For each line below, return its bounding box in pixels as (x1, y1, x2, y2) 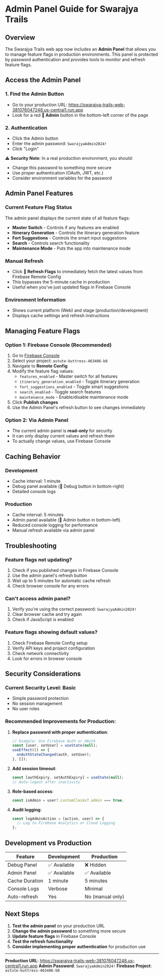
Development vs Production (5, 839, 92, 847)
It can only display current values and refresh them (12, 433, 115, 439)
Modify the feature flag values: (12, 368, 74, 374)
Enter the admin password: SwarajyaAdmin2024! (12, 140, 107, 146)
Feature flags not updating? (5, 556, 72, 563)
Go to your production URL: (12, 102, 67, 108)
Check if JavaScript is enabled (12, 617, 74, 623)
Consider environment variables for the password (12, 175, 112, 181)
